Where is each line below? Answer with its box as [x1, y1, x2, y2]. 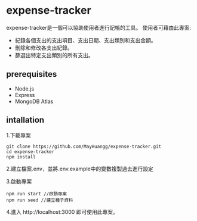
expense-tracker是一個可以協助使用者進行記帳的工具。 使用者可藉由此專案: [6, 24, 191, 31]
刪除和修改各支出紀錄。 [14, 44, 73, 51]
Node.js [14, 85, 35, 92]
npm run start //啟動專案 [6, 191, 67, 197]
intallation [6, 115, 45, 125]
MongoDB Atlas [14, 98, 54, 105]
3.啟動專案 [6, 178, 32, 185]
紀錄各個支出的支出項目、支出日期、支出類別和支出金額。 [14, 36, 156, 43]
